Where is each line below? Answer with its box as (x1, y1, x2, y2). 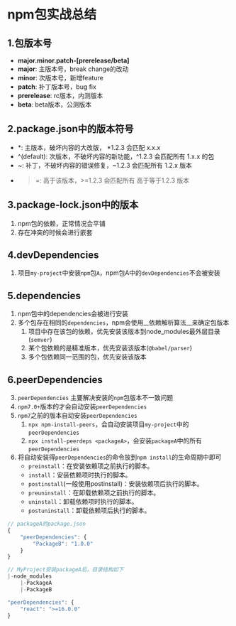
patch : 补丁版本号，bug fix (17, 82, 97, 91)
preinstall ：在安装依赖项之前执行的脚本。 (28, 462, 154, 470)
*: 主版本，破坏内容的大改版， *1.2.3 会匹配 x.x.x (17, 143, 161, 151)
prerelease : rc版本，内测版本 (17, 92, 103, 99)
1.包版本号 (7, 37, 52, 49)
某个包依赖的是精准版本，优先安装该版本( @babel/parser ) (28, 344, 193, 352)
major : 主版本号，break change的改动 (17, 65, 129, 73)
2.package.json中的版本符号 (7, 123, 134, 135)
